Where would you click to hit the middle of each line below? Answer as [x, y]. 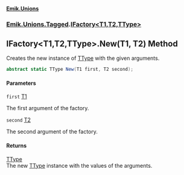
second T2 [19, 120]
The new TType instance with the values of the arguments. [79, 165]
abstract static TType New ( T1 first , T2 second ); [70, 70]
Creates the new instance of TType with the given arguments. [83, 58]
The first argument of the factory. [48, 108]
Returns [17, 146]
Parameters [21, 83]
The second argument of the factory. [52, 132]
